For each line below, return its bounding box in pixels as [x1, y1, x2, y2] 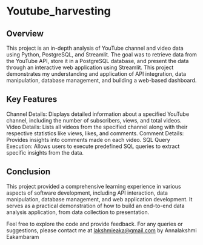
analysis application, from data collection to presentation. [6, 208, 150, 216]
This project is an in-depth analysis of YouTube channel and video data [6, 44, 184, 52]
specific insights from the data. [6, 149, 84, 156]
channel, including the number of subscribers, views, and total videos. [6, 116, 182, 124]
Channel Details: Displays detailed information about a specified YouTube [6, 110, 190, 118]
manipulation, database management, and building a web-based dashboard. [6, 77, 197, 84]
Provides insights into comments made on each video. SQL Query [6, 136, 171, 143]
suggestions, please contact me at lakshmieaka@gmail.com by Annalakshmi [6, 226, 197, 234]
